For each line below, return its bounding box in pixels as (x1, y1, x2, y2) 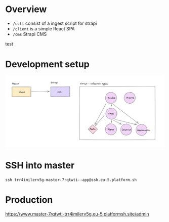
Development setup (5, 59, 90, 70)
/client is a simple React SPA (12, 25, 75, 31)
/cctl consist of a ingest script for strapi (12, 20, 97, 26)
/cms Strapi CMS (12, 31, 47, 37)
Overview (5, 4, 47, 15)
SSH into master (5, 159, 75, 171)
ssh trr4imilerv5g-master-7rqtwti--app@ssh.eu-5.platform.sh (5, 177, 137, 183)
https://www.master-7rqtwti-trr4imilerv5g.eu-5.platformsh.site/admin (5, 211, 149, 217)
